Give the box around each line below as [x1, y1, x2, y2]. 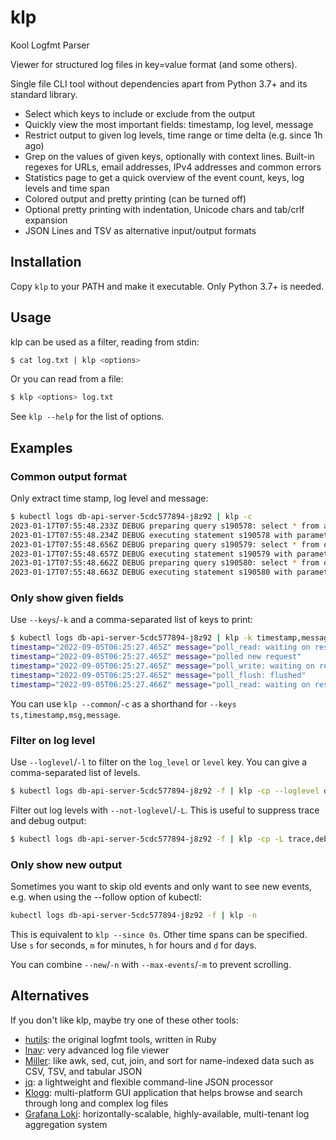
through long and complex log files [24, 1097, 169, 1109]
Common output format [10, 469, 128, 483]
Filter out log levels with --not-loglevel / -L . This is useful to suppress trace [10, 804, 320, 816]
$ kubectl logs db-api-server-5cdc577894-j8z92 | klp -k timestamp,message [10, 633, 333, 643]
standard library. [10, 88, 78, 100]
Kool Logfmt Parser [10, 39, 90, 51]
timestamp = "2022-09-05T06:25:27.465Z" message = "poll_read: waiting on [10, 642, 311, 653]
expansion [24, 214, 68, 226]
